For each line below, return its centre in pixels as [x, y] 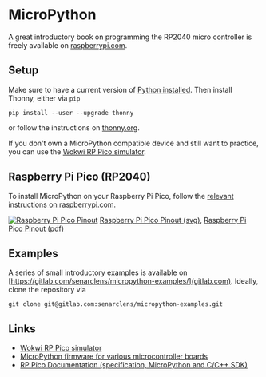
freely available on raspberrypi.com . [68, 45]
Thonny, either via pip [44, 98]
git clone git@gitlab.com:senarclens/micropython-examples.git [116, 304]
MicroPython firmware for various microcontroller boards [114, 356]
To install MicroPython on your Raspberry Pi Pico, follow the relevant [121, 196]
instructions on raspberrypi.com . [62, 204]
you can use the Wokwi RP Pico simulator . [77, 151]
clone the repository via [47, 290]
